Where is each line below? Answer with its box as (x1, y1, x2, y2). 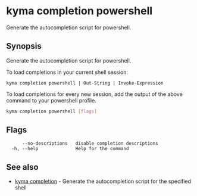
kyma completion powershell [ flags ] (6, 108, 97, 114)
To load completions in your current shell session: (6, 69, 129, 76)
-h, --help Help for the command (11, 146, 129, 152)
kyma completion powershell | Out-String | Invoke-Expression (6, 80, 164, 86)
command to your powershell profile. (6, 97, 96, 104)
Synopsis (6, 41, 42, 51)
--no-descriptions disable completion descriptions (21, 141, 159, 147)
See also (6, 162, 39, 172)
